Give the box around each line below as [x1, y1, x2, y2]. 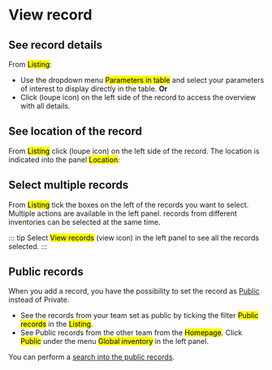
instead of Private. [8, 295, 70, 305]
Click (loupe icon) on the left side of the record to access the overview [19, 92, 257, 102]
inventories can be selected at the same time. [8, 217, 161, 226]
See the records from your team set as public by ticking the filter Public [19, 311, 259, 321]
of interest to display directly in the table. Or [19, 84, 168, 93]
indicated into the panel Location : [8, 154, 120, 164]
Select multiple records [8, 179, 129, 192]
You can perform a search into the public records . [8, 352, 175, 362]
